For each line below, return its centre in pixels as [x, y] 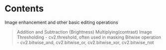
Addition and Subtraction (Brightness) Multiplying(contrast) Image [84, 32]
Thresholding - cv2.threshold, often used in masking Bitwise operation [89, 37]
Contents [24, 9]
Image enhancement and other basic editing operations [61, 22]
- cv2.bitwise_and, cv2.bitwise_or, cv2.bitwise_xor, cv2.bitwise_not [85, 42]
